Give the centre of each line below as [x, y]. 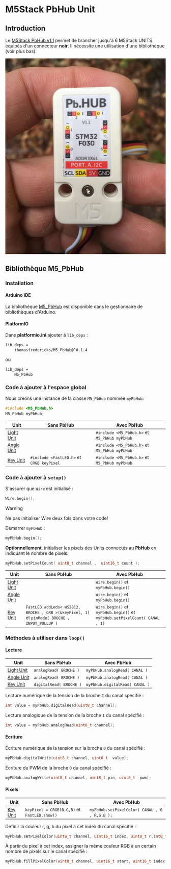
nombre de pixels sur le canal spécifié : [46, 851]
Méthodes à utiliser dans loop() [45, 637]
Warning [14, 508]
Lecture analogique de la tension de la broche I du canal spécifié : [75, 715]
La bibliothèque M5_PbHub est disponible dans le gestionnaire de [74, 306]
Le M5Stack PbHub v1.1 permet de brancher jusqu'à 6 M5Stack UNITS [79, 40]
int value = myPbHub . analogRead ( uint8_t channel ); [60, 725]
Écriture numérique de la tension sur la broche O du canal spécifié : [76, 748]
